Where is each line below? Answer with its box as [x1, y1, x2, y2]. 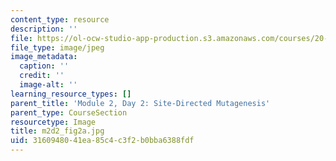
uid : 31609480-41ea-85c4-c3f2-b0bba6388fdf [10, 136, 195, 146]
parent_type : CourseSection [10, 107, 128, 118]
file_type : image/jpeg [10, 42, 105, 53]
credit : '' [19, 71, 65, 81]
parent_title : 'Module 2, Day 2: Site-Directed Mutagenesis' [10, 98, 271, 108]
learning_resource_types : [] [10, 89, 132, 99]
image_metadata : [10, 52, 78, 62]
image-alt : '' [19, 80, 78, 90]
